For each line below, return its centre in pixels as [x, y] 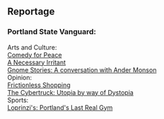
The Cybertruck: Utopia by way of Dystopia [71, 92]
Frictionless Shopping [39, 85]
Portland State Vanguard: [52, 32]
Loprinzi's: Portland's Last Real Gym [60, 107]
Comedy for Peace [35, 55]
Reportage [31, 12]
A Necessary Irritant [36, 62]
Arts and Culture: [32, 47]
